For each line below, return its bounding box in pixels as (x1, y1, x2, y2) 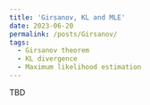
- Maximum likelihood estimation (17, 63, 142, 72)
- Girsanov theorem (17, 46, 90, 55)
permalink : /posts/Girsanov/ (9, 29, 118, 38)
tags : (9, 37, 29, 47)
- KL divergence (17, 54, 78, 63)
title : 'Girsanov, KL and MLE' (9, 12, 126, 22)
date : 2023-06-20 (9, 21, 74, 30)
